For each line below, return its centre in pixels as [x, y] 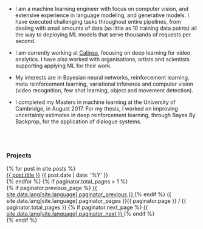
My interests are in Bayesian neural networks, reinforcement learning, [102, 77]
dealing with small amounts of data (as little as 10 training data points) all [106, 28]
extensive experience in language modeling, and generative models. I [102, 15]
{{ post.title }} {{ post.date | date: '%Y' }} [57, 175]
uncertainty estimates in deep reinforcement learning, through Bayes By [105, 115]
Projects [19, 156]
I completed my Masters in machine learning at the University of [95, 102]
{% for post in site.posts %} [41, 169]
